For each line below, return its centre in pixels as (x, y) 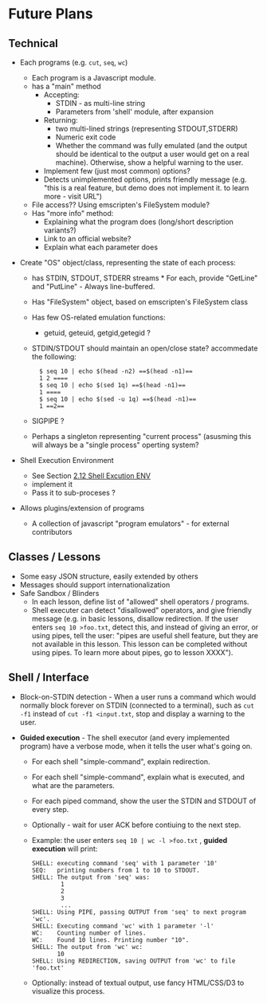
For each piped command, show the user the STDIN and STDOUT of (144, 801)
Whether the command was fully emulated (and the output (151, 145)
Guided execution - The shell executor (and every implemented (124, 737)
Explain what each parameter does (100, 247)
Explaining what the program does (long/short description (138, 222)
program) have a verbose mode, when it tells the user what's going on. (136, 746)
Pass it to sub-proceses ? (73, 492)
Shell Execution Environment (67, 460)
